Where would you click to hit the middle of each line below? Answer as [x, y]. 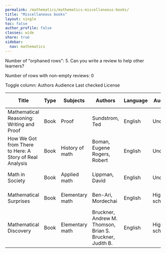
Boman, [101, 142]
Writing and [21, 124]
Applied [70, 174]
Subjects [74, 101]
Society [17, 180]
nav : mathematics [27, 47]
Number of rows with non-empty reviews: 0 [49, 75]
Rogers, [101, 154]
